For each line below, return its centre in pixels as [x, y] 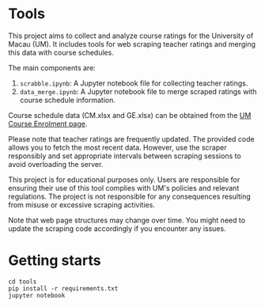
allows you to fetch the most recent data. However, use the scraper [117, 147]
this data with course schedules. [61, 52]
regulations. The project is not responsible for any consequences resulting [129, 196]
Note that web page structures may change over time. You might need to [127, 220]
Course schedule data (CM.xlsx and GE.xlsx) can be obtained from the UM [130, 115]
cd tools [23, 282]
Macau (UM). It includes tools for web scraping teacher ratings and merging [132, 44]
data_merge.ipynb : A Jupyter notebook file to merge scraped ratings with [138, 91]
